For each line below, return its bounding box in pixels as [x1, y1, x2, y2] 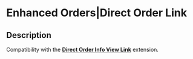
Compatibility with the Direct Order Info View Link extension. [6, 46, 159, 53]
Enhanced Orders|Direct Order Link [6, 6, 188, 20]
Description [6, 30, 51, 40]
